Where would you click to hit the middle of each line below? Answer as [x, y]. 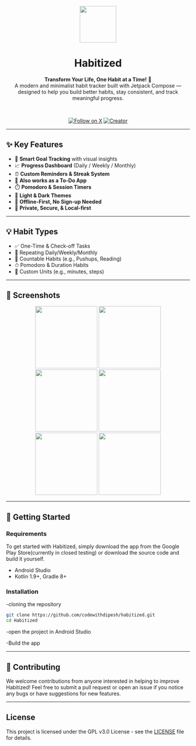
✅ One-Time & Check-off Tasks [52, 246]
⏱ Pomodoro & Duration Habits [52, 265]
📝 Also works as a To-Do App [50, 180]
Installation [22, 591]
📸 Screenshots [33, 295]
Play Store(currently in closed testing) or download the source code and [93, 553]
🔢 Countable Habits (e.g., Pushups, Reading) [68, 259]
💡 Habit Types [32, 232]
